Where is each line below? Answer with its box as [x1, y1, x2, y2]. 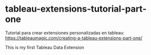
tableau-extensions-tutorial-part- [5, 3, 147, 15]
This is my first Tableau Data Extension [5, 44, 84, 50]
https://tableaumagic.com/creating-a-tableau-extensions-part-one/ [5, 35, 143, 41]
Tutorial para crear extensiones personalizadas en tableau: [5, 30, 125, 36]
